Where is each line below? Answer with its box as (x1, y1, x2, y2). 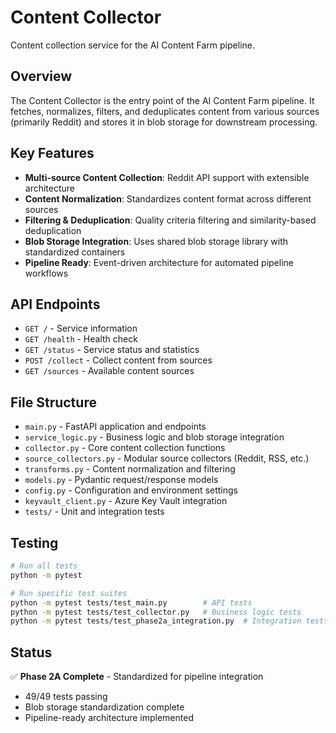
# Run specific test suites (10, 588, 128, 598)
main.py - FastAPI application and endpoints (24, 421, 207, 433)
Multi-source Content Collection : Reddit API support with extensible (24, 171, 310, 183)
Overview (10, 68, 73, 85)
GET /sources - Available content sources (24, 365, 195, 377)
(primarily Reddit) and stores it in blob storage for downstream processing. (10, 116, 318, 128)
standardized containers (24, 246, 126, 258)
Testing (10, 534, 59, 551)
